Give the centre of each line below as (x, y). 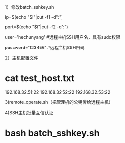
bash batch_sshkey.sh (53, 133)
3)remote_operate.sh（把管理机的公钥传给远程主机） (59, 102)
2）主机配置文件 (22, 58)
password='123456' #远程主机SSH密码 (45, 48)
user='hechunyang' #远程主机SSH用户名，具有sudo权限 (63, 37)
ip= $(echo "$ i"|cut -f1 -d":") (34, 17)
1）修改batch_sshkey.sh (30, 7)
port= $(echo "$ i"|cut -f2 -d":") (37, 27)
